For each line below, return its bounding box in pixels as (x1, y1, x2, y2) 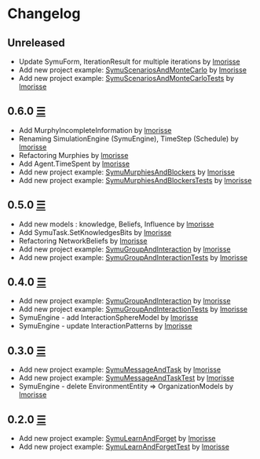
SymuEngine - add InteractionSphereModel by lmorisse (18, 313, 199, 322)
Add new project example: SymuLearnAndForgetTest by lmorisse (18, 442, 229, 452)
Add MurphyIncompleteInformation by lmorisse (18, 125, 172, 134)
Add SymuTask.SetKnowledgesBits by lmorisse (18, 227, 172, 237)
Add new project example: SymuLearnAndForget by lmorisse (18, 434, 216, 443)
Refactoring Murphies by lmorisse (18, 150, 129, 160)
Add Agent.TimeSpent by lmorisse (18, 159, 130, 168)
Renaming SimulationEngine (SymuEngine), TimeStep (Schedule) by (18, 134, 239, 143)
